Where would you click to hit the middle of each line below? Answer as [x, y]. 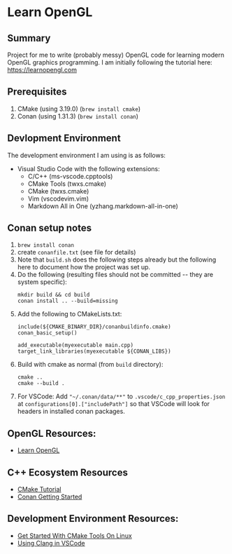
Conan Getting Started [50, 497]
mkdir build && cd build [53, 295]
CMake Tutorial [39, 489]
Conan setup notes [50, 228]
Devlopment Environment [64, 138]
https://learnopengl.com [42, 70]
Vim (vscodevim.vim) [58, 198]
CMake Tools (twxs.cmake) [67, 184]
